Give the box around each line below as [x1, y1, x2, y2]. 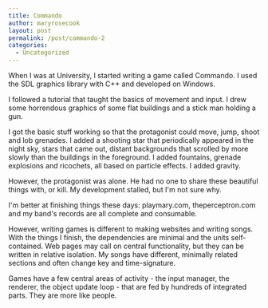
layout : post [8, 26, 52, 34]
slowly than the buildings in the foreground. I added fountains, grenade [8, 152, 242, 162]
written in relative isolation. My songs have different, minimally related [8, 250, 238, 259]
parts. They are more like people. [8, 290, 117, 300]
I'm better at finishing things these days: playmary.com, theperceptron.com [8, 200, 256, 210]
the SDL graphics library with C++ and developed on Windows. [8, 79, 215, 89]
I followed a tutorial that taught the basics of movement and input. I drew [8, 95, 247, 104]
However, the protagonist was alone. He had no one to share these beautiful [8, 176, 258, 186]
